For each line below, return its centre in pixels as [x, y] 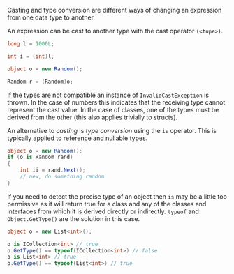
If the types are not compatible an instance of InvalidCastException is [108, 95]
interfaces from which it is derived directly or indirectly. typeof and [103, 211]
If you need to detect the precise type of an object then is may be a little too [117, 196]
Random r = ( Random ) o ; [40, 82]
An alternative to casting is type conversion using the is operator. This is [112, 130]
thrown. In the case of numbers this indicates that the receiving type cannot [116, 102]
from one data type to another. [51, 17]
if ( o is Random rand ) [40, 157]
